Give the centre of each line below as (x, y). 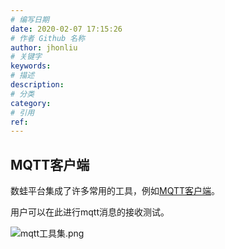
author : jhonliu (44, 47)
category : (31, 103)
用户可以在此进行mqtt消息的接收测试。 (90, 212)
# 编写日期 (30, 19)
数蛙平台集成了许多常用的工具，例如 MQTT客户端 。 (115, 191)
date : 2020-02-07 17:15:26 (66, 29)
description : (37, 85)
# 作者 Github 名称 (48, 38)
